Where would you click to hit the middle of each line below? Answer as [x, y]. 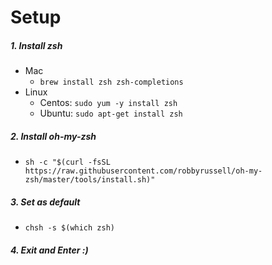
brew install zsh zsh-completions [111, 82]
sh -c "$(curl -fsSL [67, 162]
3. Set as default [45, 202]
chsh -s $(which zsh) [69, 228]
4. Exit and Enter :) [49, 250]
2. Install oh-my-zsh [53, 136]
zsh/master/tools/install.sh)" [90, 180]
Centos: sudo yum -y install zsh [108, 103]
